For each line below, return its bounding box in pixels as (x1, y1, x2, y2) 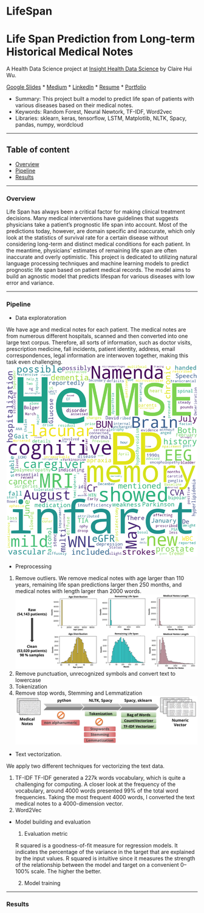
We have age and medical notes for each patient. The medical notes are (6, 325, 186, 333)
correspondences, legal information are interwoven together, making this (6, 352, 189, 359)
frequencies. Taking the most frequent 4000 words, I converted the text (15, 793, 195, 800)
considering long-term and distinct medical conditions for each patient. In (6, 240, 191, 248)
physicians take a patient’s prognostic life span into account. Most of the (6, 221, 188, 229)
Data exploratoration (15, 314, 67, 321)
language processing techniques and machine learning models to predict (6, 260, 189, 267)
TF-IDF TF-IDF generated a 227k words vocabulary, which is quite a (15, 774, 186, 781)
